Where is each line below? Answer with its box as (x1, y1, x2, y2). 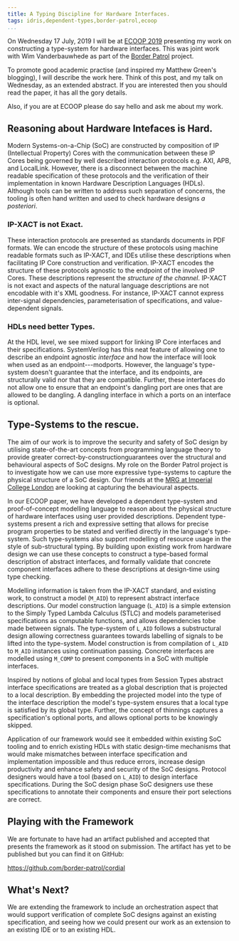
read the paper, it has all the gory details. (7, 88, 127, 97)
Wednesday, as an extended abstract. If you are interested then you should (7, 80, 228, 89)
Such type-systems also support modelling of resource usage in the (31, 534, 231, 543)
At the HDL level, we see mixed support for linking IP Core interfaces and (7, 337, 221, 346)
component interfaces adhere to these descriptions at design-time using (7, 565, 221, 573)
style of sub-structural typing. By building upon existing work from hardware (7, 542, 232, 551)
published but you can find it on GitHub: (7, 849, 124, 858)
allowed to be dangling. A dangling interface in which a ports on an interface (7, 390, 231, 399)
